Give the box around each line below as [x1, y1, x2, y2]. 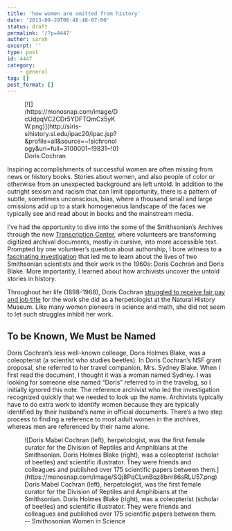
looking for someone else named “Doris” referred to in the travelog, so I [7, 378, 211, 387]
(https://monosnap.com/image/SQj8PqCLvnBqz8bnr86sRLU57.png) [24, 473, 217, 481]
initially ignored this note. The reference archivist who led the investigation [7, 386, 220, 394]
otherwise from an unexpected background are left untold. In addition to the [7, 180, 224, 188]
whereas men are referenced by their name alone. [7, 423, 150, 431]
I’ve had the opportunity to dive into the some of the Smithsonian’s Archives [7, 223, 224, 231]
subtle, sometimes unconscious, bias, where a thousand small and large [7, 195, 213, 203]
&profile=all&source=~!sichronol [24, 137, 117, 146]
